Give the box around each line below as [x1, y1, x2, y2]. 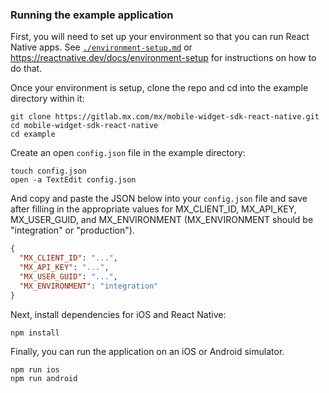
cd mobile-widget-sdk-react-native [10, 121, 159, 131]
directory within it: [10, 93, 85, 105]
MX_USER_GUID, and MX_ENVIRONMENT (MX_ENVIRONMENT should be [10, 214, 314, 226]
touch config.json [10, 166, 87, 177]
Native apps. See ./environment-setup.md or [10, 41, 193, 53]
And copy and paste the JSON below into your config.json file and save [10, 193, 308, 205]
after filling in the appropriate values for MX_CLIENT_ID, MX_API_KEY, [10, 203, 297, 215]
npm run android [10, 373, 78, 383]
